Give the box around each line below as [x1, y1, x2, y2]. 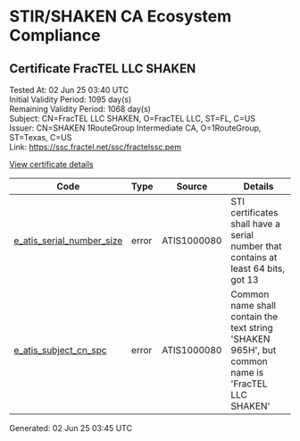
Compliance [9, 25, 101, 46]
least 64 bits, [230, 262, 286, 275]
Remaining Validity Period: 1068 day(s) [9, 104, 152, 114]
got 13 [230, 274, 259, 285]
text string [230, 322, 274, 334]
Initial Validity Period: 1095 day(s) [9, 94, 132, 105]
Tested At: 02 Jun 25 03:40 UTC [9, 85, 129, 95]
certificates [230, 207, 279, 218]
